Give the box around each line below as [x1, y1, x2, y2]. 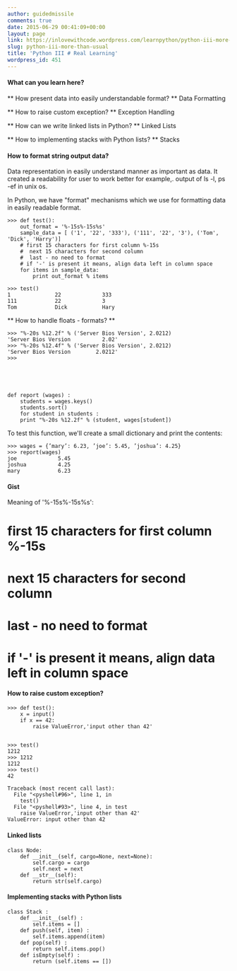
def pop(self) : [20, 939, 68, 946]
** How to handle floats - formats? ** [7, 316, 116, 325]
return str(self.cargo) [32, 878, 102, 885]
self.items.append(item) [32, 933, 106, 940]
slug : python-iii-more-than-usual [7, 43, 109, 50]
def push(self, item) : [20, 926, 90, 934]
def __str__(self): [20, 871, 78, 878]
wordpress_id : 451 [7, 57, 61, 64]
